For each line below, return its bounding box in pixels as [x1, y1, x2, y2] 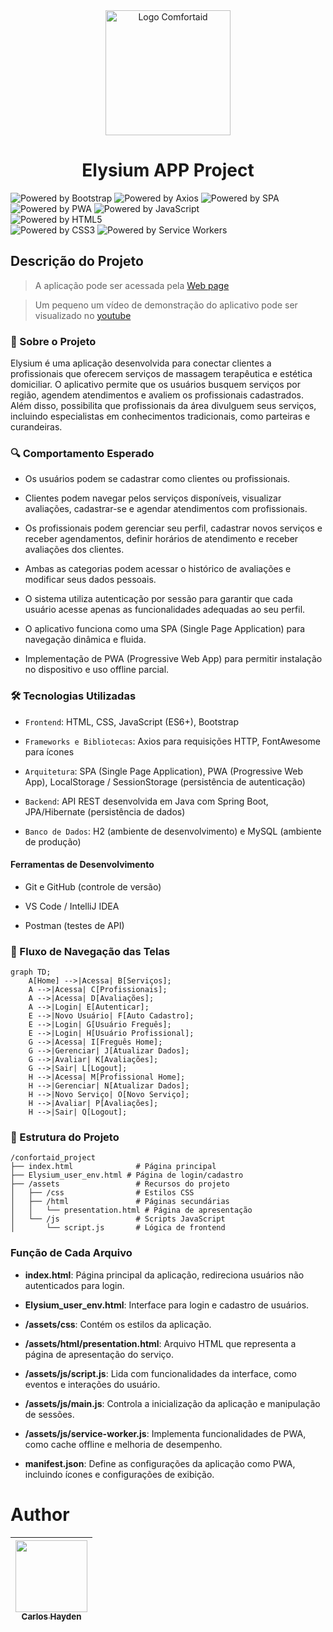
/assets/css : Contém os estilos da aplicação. [24, 1318, 212, 1330]
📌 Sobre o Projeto [10, 334, 97, 348]
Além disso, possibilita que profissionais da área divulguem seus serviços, [10, 400, 317, 412]
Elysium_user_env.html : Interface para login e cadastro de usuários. [24, 1299, 310, 1311]
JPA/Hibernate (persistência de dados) [24, 805, 186, 818]
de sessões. [24, 1408, 75, 1420]
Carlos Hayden [21, 1611, 82, 1623]
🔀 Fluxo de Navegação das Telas [10, 944, 171, 958]
